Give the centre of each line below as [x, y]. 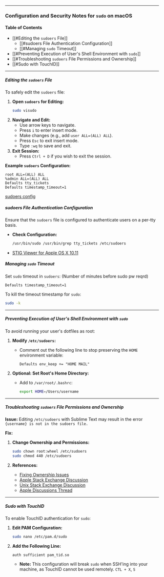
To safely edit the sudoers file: [35, 92]
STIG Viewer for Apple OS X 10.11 [45, 253]
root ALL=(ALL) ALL [25, 174]
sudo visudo [24, 111]
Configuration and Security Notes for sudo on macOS [69, 16]
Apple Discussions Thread [46, 490]
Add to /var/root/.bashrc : [46, 382]
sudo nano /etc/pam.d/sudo [40, 537]
